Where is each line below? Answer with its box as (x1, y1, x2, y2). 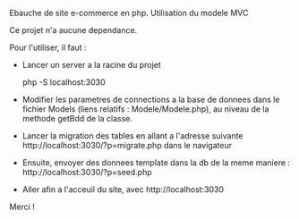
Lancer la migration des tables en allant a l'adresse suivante (21, 131, 243, 141)
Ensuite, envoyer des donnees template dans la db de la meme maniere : (21, 157, 291, 168)
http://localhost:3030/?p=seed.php (21, 167, 152, 177)
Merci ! (9, 201, 36, 212)
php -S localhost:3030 (21, 77, 106, 88)
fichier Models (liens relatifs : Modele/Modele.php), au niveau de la (21, 104, 269, 114)
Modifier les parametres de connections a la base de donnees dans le (21, 94, 280, 105)
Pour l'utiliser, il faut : (9, 42, 87, 53)
